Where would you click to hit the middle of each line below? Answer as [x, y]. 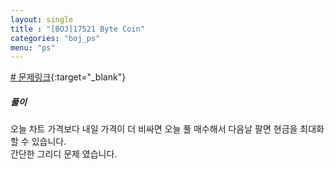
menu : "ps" [33, 47]
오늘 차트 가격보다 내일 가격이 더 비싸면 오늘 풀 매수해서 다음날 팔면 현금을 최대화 [167, 129]
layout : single [42, 19]
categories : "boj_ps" [55, 38]
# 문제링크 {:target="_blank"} [68, 77]
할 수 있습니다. [38, 142]
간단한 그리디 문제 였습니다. [64, 154]
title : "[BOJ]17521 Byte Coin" [77, 29]
